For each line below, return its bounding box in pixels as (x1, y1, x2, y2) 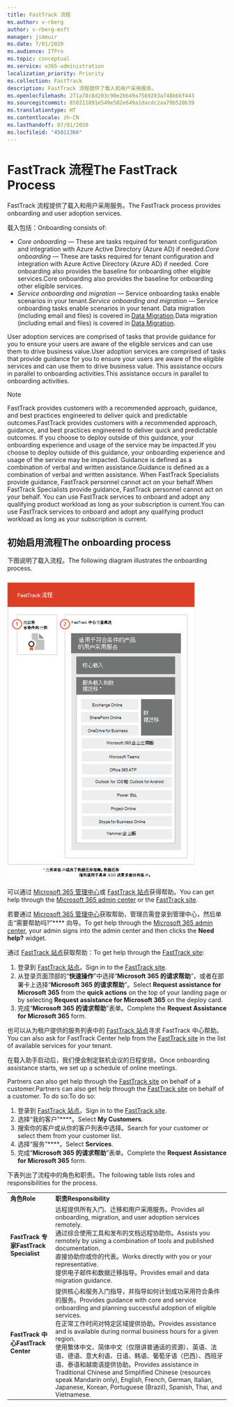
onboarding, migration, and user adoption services (55, 1213, 200, 1222)
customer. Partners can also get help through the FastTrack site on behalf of (7, 1084, 224, 1093)
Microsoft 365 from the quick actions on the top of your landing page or (17, 988, 227, 997)
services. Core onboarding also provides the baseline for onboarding (17, 274, 214, 282)
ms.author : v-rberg (7, 18, 64, 26)
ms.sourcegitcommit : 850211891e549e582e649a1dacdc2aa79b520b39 (7, 100, 195, 107)
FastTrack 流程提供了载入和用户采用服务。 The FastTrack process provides (7, 201, 221, 209)
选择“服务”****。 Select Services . (17, 1140, 114, 1148)
